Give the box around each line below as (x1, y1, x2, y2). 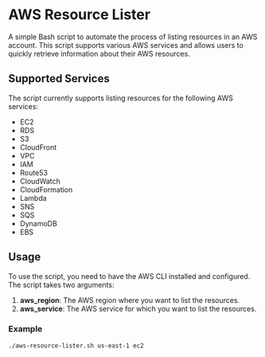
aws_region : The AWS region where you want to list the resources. (19, 295, 240, 304)
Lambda (19, 193, 47, 202)
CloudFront (19, 142, 57, 152)
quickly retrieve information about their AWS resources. (8, 49, 191, 58)
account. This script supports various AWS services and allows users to (8, 40, 244, 49)
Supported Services (8, 72, 110, 85)
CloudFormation (19, 185, 73, 194)
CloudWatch (19, 176, 61, 186)
